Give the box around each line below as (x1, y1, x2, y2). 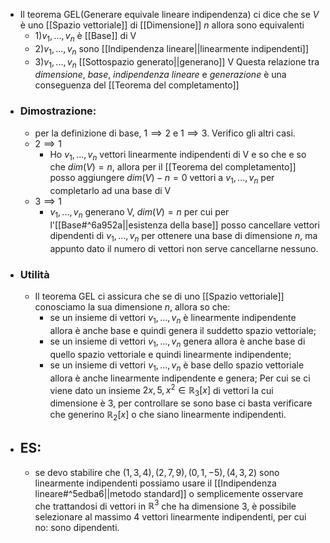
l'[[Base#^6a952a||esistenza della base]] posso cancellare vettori (49, 219, 320, 231)
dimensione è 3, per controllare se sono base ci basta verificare (49, 397, 313, 409)
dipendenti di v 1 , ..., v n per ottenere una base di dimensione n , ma (49, 230, 318, 244)
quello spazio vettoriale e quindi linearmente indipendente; (49, 348, 292, 360)
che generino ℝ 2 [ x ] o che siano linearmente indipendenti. (49, 409, 287, 423)
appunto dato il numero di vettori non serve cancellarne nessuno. (49, 242, 319, 254)
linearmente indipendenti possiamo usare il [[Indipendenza (34, 477, 277, 489)
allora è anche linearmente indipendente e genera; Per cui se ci (49, 372, 311, 384)
